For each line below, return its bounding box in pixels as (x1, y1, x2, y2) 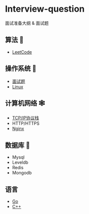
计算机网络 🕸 (5, 99, 45, 107)
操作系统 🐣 (5, 64, 36, 73)
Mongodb (12, 170, 32, 176)
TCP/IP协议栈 (12, 115, 39, 121)
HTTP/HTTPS (12, 120, 40, 126)
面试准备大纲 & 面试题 (5, 20, 49, 26)
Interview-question (5, 3, 85, 15)
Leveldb (12, 159, 28, 165)
